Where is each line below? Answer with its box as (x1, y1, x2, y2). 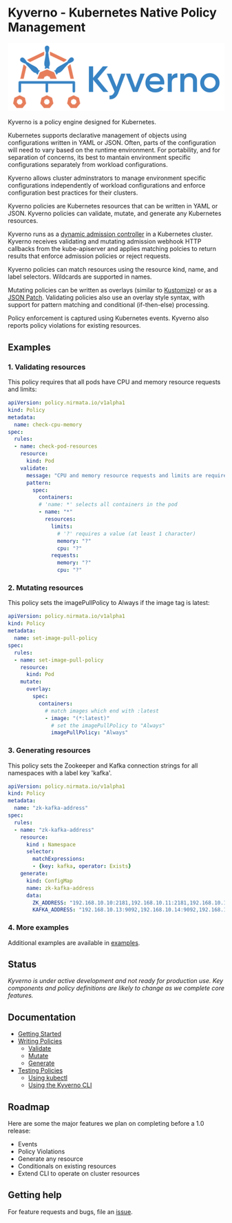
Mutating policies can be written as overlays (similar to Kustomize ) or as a (8, 286, 218, 295)
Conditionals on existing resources (17, 1162, 116, 1171)
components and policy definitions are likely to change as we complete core (8, 984, 225, 993)
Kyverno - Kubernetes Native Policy (8, 5, 218, 21)
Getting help (8, 1189, 62, 1201)
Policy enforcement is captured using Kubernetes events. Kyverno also (8, 314, 209, 322)
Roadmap (8, 1101, 50, 1113)
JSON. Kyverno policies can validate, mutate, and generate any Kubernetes (8, 209, 222, 218)
